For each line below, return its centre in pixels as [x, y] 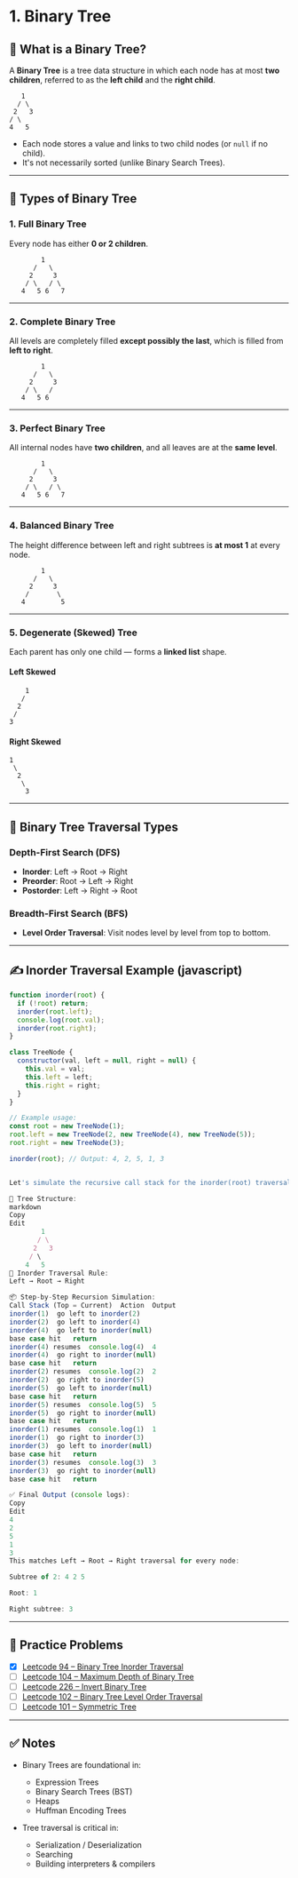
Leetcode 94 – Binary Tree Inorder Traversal [102, 1667]
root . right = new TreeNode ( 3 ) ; [67, 1143]
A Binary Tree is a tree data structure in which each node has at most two [145, 70]
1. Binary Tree [60, 16]
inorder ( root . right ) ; [57, 1028]
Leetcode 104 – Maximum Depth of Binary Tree [108, 1676]
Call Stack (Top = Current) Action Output [93, 1306]
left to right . [31, 350]
